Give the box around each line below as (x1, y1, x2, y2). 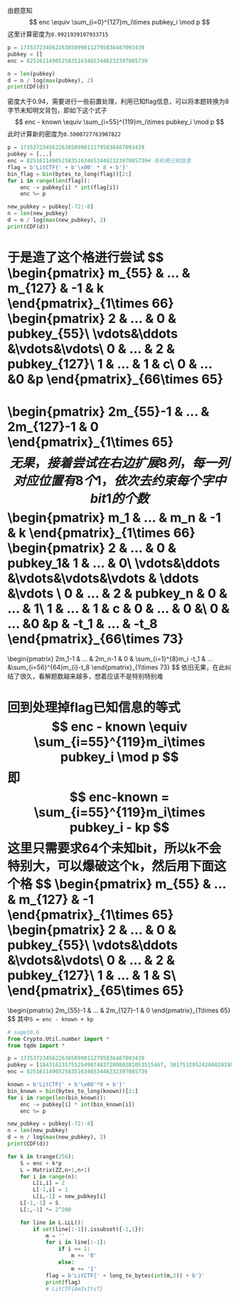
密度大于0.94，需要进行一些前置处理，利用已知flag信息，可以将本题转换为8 (7, 97, 229, 106)
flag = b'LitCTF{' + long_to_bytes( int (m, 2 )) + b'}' (45, 1272, 205, 1279)
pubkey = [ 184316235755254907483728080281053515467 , (7, 1062, 167, 1069)
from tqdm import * (7, 1042, 65, 1049)
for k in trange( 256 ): (7, 1153, 75, 1160)
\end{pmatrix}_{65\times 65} (7, 982, 185, 999)
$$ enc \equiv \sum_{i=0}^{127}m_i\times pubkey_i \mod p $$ (28, 18, 211, 26)
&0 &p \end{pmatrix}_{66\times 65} (7, 371, 224, 387)
